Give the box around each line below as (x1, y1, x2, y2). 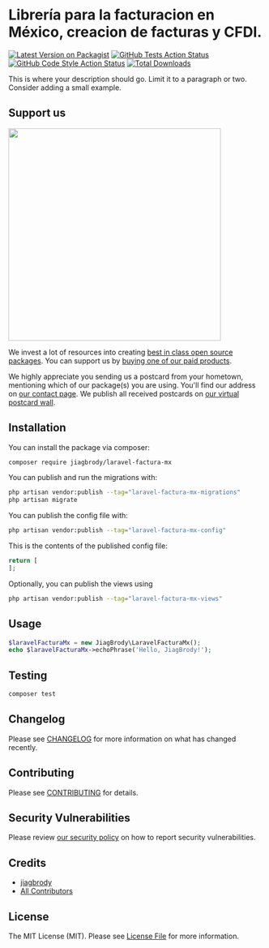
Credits (8, 856, 47, 869)
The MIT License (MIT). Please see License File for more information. (8, 931, 239, 941)
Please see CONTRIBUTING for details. (8, 787, 139, 797)
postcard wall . (8, 397, 56, 407)
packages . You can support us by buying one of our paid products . (8, 355, 233, 366)
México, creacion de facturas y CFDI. (8, 23, 263, 41)
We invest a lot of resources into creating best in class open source (8, 347, 233, 357)
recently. (8, 742, 38, 752)
